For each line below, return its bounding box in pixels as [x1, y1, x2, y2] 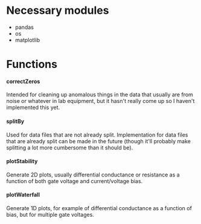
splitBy [6, 117, 25, 125]
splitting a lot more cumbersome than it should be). [6, 144, 133, 151]
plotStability [6, 158, 38, 165]
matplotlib [14, 36, 40, 43]
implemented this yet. [6, 104, 60, 111]
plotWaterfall [6, 191, 40, 199]
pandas [14, 23, 34, 31]
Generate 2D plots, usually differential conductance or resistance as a [6, 171, 180, 178]
